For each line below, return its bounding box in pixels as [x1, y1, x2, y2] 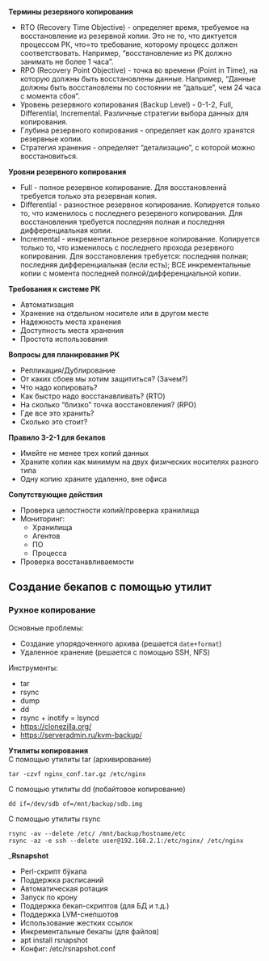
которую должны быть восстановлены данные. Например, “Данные [19, 74, 256, 83]
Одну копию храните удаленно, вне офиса [19, 474, 167, 483]
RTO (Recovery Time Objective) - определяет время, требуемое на [19, 23, 250, 32]
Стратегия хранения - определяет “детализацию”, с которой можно [19, 143, 256, 152]
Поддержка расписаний [19, 875, 104, 884]
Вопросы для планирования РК [8, 350, 120, 359]
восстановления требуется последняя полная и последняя [19, 217, 225, 226]
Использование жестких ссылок [19, 917, 133, 928]
